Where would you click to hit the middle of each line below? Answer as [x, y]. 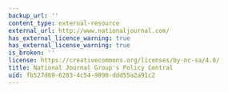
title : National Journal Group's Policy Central [91, 68]
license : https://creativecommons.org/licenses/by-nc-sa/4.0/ [114, 61]
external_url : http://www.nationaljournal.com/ [89, 30]
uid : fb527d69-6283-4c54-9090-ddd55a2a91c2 [82, 75]
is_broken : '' [32, 53]
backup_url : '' [34, 16]
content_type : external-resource [64, 23]
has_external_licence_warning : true [69, 38]
